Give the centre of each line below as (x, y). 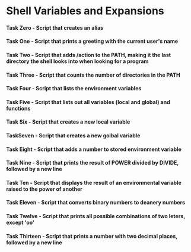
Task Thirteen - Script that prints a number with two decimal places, (92, 236)
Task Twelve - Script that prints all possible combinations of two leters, (96, 216)
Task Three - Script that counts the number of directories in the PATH (93, 75)
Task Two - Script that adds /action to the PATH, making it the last (88, 55)
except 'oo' (20, 222)
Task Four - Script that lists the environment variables (74, 89)
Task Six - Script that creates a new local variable (68, 122)
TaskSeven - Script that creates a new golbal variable (73, 136)
